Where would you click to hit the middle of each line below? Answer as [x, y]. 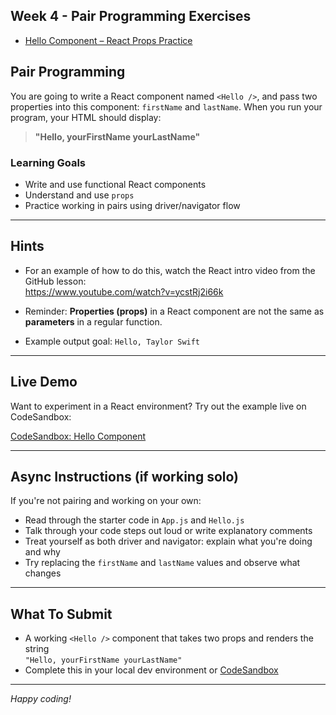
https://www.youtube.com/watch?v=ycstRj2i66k [124, 291]
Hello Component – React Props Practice [108, 40]
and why [42, 552]
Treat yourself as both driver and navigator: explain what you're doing [168, 541]
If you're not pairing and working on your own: [106, 501]
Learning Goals [48, 162]
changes [43, 573]
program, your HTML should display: [86, 117]
